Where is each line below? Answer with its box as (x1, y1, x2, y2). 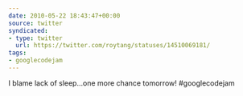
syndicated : (8, 26, 48, 34)
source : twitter (8, 19, 63, 27)
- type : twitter (8, 34, 63, 42)
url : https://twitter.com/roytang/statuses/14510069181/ (15, 42, 211, 50)
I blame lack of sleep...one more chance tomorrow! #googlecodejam (8, 78, 235, 88)
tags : (8, 49, 27, 57)
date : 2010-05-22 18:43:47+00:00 (8, 11, 121, 20)
